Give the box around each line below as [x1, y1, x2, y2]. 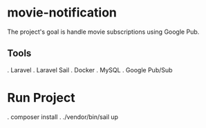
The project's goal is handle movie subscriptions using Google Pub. [7, 28, 200, 36]
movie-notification [7, 5, 118, 21]
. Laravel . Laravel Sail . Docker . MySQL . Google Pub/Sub [7, 65, 173, 74]
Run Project [7, 89, 75, 105]
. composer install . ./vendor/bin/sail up [7, 112, 119, 121]
